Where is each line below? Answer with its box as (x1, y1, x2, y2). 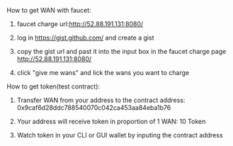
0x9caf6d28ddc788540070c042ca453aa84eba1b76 (16, 103, 171, 112)
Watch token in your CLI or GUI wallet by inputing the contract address (16, 131, 224, 139)
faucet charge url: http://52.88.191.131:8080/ (16, 20, 144, 28)
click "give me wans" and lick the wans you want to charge (16, 69, 189, 77)
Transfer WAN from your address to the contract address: (16, 96, 186, 104)
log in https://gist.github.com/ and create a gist (16, 33, 154, 42)
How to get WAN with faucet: (6, 6, 91, 14)
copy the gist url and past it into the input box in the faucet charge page (16, 47, 227, 55)
